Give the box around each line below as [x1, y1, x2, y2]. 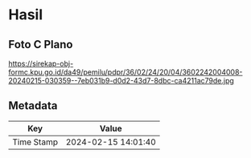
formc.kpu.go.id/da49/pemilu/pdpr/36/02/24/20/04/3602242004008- [8, 67, 243, 77]
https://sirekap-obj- [8, 59, 74, 68]
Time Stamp [12, 136, 59, 148]
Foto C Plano [8, 38, 73, 51]
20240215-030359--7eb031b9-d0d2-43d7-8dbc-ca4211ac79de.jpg [8, 76, 235, 85]
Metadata [8, 99, 58, 113]
